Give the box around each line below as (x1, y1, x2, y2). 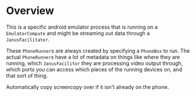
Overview (6, 4, 54, 18)
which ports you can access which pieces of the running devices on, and (6, 66, 183, 73)
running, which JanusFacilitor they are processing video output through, (6, 60, 183, 67)
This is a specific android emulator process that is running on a (6, 23, 158, 30)
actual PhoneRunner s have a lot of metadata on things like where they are (6, 53, 180, 60)
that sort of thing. (6, 72, 48, 79)
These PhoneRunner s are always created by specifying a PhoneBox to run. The (6, 47, 190, 54)
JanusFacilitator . (6, 36, 50, 43)
